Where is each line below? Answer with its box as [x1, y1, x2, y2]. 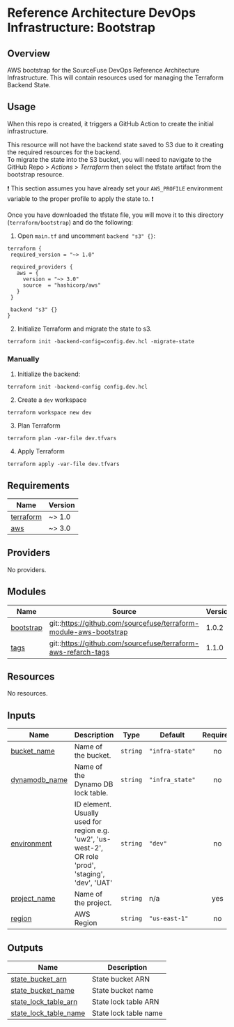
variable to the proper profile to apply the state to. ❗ [7, 194, 154, 203]
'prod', [74, 860, 96, 870]
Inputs [7, 710, 36, 721]
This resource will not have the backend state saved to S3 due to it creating [7, 140, 224, 149]
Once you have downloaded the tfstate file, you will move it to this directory [7, 211, 224, 219]
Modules [7, 586, 47, 598]
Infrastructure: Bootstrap [7, 20, 155, 36]
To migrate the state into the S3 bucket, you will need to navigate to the [7, 155, 212, 163]
